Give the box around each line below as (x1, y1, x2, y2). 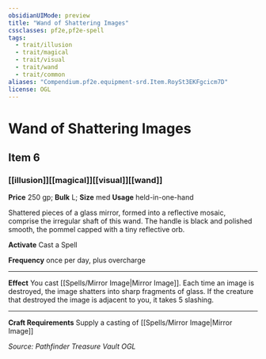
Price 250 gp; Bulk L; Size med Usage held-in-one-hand (8, 193, 194, 202)
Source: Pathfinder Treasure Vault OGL (8, 342, 136, 351)
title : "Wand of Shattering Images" (8, 19, 129, 27)
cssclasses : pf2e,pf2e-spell (8, 26, 104, 34)
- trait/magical (15, 48, 69, 56)
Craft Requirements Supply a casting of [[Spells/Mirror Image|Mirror (8, 318, 233, 327)
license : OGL (8, 85, 51, 94)
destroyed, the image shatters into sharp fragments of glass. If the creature (8, 287, 254, 296)
